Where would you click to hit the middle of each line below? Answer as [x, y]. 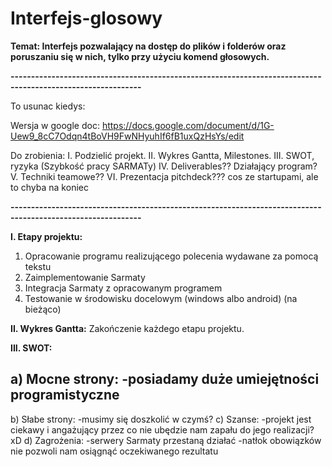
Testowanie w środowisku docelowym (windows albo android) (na [161, 298]
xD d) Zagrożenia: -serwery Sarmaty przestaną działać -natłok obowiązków [166, 440]
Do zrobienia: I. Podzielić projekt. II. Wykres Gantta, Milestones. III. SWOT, [162, 155]
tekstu [38, 266]
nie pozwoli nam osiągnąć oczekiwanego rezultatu [114, 451]
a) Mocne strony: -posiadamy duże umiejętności [165, 379]
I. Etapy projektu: [46, 236]
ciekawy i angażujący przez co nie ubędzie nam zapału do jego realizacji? [162, 429]
